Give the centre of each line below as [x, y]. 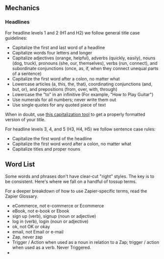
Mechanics [23, 8]
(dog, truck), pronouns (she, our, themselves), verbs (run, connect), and [85, 63]
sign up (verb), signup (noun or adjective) [54, 216]
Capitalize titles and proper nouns [46, 149]
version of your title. [25, 119]
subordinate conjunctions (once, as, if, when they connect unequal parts [85, 68]
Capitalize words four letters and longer [52, 52]
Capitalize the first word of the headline [52, 138]
